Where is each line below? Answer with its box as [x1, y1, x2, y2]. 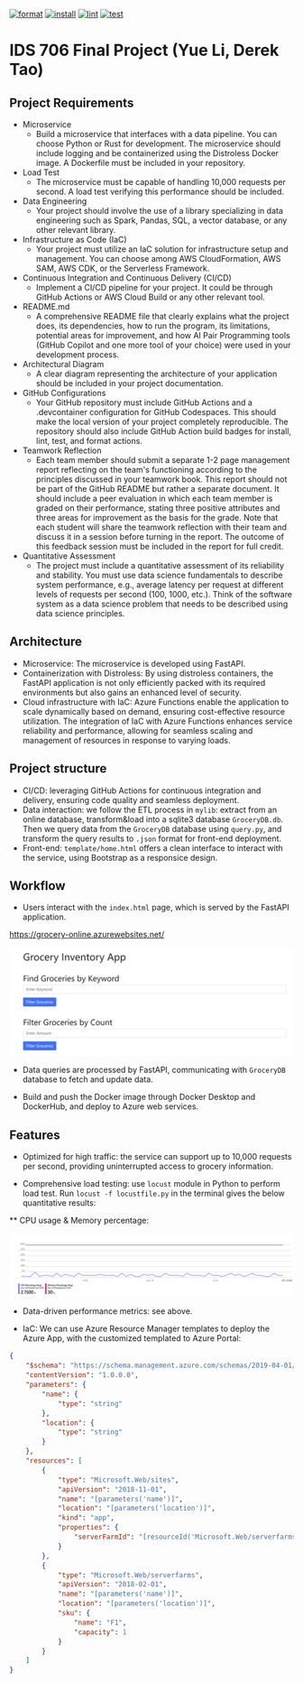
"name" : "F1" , [73, 1618, 127, 1627]
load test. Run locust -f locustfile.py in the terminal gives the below [22, 1188, 286, 1199]
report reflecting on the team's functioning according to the [35, 465, 257, 475]
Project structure [9, 761, 107, 776]
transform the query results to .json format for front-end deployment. [22, 833, 282, 844]
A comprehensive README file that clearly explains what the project [35, 311, 290, 321]
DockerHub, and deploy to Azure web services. [22, 1101, 199, 1112]
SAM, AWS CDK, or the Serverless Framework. [35, 263, 210, 273]
